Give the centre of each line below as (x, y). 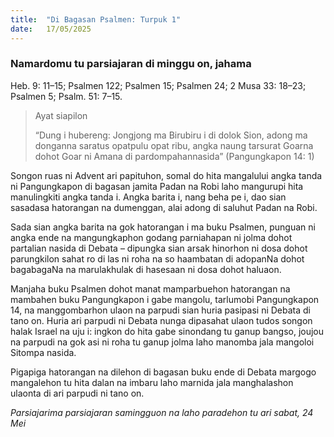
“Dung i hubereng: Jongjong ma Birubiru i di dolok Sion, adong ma (171, 135)
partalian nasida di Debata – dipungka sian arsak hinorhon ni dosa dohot (159, 248)
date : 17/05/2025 (51, 29)
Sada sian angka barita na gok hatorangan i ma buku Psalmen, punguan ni (163, 227)
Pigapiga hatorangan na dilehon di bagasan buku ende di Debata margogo (163, 372)
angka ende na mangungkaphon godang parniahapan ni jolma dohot (151, 237)
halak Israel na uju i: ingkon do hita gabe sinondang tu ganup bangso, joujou (167, 331)
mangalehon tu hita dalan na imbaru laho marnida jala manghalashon (152, 382)
